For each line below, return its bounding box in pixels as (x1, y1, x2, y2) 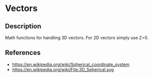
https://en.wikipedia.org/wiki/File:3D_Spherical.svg (12, 66, 114, 72)
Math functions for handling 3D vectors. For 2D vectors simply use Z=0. (5, 35, 149, 40)
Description (5, 22, 41, 30)
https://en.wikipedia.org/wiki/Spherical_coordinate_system (12, 61, 130, 67)
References (5, 49, 41, 57)
